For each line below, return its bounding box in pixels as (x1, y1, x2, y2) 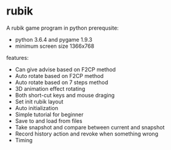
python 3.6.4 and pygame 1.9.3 (15, 36, 93, 43)
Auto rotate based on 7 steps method (15, 79, 109, 86)
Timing (15, 136, 33, 143)
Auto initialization (15, 104, 59, 111)
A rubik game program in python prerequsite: (6, 24, 119, 31)
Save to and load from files (15, 117, 83, 125)
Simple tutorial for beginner (15, 111, 84, 118)
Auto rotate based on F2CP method (15, 72, 104, 79)
